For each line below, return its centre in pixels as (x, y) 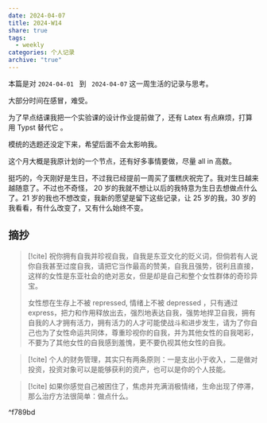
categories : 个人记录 (42, 52)
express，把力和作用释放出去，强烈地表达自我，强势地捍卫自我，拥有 (141, 312)
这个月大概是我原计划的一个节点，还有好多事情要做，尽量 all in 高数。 (122, 161)
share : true (28, 30)
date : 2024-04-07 (37, 16)
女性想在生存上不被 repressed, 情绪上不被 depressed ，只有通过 (133, 302)
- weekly (30, 45)
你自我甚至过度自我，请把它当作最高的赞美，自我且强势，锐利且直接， (143, 266)
